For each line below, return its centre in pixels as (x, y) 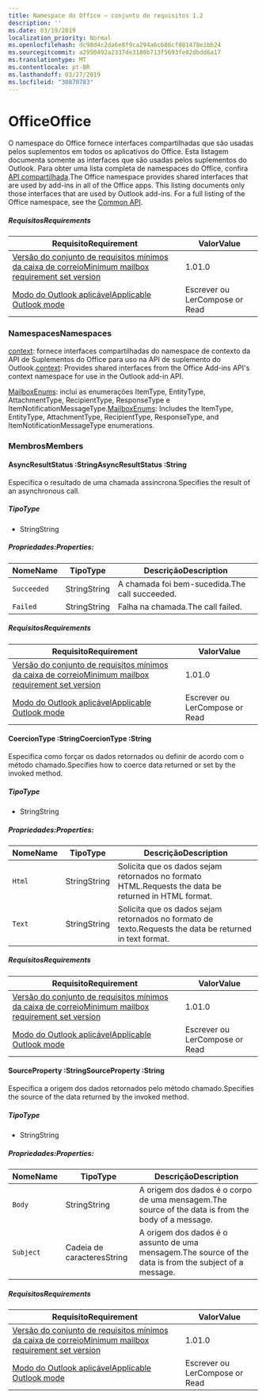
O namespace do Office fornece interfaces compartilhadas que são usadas (131, 143)
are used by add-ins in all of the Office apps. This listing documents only (127, 185)
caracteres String (97, 1257)
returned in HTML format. (165, 896)
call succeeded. (147, 594)
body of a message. (176, 1220)
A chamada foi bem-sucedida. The (182, 584)
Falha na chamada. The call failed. (180, 607)
